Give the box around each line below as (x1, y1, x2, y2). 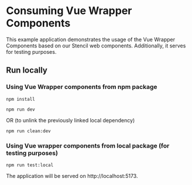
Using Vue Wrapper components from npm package (6, 83, 157, 91)
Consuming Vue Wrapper (6, 4, 132, 18)
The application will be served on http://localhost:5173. (6, 172, 138, 179)
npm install (6, 96, 35, 102)
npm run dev (6, 107, 35, 112)
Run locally (6, 66, 48, 76)
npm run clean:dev (6, 128, 51, 134)
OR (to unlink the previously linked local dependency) (6, 117, 135, 124)
